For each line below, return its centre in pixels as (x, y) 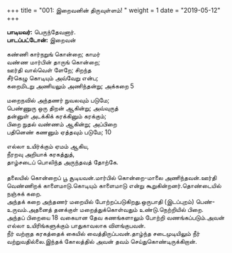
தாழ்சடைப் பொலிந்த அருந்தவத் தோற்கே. (62, 162)
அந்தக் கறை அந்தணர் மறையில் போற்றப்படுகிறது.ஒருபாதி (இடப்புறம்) (100, 202)
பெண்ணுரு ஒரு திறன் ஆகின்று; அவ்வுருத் (62, 108)
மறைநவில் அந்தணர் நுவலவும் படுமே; (58, 100)
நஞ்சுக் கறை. (24, 193)
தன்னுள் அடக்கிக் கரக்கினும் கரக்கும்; (57, 116)
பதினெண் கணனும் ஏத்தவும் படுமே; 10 (59, 132)
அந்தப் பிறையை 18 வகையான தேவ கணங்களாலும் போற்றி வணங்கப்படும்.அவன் (116, 218)
